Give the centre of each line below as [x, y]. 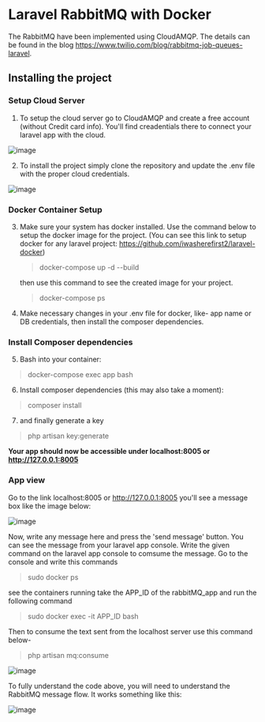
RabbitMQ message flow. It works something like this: [95, 694]
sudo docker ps [53, 577]
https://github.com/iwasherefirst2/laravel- [187, 244]
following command [40, 601]
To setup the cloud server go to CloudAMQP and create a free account [134, 118]
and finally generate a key [62, 421]
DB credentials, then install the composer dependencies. [112, 321]
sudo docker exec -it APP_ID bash [83, 616]
